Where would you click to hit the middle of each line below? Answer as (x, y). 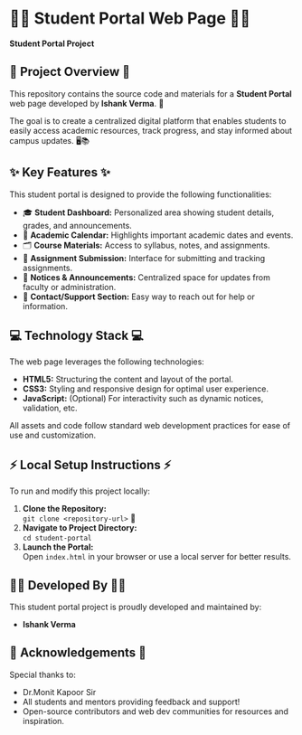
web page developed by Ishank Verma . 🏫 (87, 103)
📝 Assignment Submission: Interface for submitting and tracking (144, 258)
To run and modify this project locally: (80, 491)
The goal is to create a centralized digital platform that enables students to (148, 120)
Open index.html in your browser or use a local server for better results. (157, 557)
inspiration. (43, 721)
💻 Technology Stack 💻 (77, 335)
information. (45, 306)
